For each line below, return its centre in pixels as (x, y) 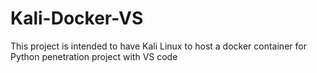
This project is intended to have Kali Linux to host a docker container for (158, 46)
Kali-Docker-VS (77, 18)
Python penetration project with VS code (94, 56)
